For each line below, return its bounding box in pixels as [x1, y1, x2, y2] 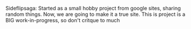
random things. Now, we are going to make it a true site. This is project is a [5, 11, 186, 18]
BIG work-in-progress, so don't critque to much [5, 17, 120, 23]
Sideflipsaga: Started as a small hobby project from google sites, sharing [5, 5, 181, 11]
